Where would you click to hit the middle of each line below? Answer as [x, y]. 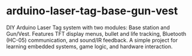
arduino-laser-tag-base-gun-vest [92, 11]
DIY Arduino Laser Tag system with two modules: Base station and [88, 27]
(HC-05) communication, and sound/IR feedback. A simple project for [92, 40]
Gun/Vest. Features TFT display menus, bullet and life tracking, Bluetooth [96, 33]
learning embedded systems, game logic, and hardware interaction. [89, 46]
